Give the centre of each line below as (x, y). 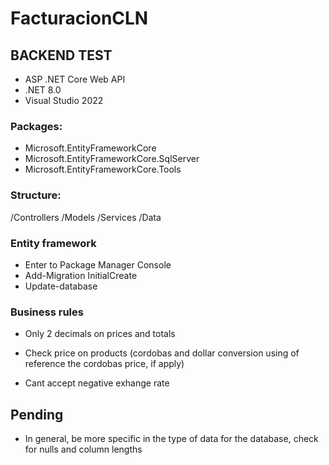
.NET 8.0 (43, 90)
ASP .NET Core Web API (75, 79)
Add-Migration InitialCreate (81, 275)
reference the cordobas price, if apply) (104, 364)
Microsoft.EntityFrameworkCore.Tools (103, 169)
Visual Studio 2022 (64, 100)
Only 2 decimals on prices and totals (100, 334)
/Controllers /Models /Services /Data (86, 217)
